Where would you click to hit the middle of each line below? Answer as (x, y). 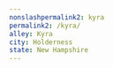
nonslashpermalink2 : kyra (56, 17)
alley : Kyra (31, 34)
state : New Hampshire (49, 50)
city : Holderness (41, 42)
